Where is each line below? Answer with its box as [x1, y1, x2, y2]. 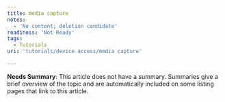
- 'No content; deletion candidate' [13, 22, 118, 29]
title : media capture [7, 10, 69, 17]
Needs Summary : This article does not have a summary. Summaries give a [7, 72, 219, 80]
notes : [7, 16, 26, 23]
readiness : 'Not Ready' [7, 29, 75, 36]
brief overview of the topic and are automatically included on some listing [7, 80, 214, 88]
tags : [7, 35, 23, 42]
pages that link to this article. [7, 86, 89, 95]
